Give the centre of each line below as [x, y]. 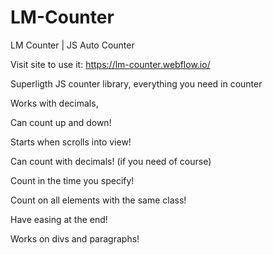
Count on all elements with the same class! [98, 200]
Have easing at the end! [59, 219]
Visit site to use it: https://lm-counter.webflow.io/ [110, 64]
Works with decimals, [54, 103]
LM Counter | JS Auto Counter [72, 45]
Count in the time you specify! [72, 180]
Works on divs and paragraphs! [75, 238]
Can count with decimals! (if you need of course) [111, 161]
